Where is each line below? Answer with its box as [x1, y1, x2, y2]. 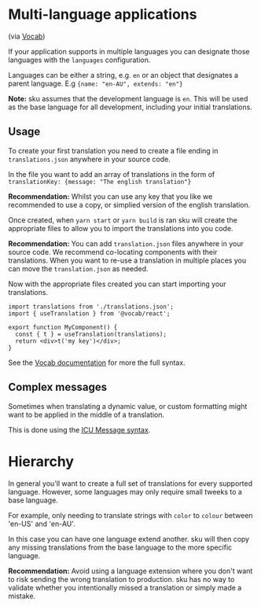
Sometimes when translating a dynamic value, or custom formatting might [8, 401, 248, 410]
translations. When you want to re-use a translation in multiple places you [8, 256, 246, 265]
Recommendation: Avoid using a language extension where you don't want [8, 566, 253, 576]
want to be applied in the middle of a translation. [8, 410, 165, 419]
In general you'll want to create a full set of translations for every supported [8, 478, 253, 488]
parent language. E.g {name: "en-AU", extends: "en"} [8, 79, 183, 88]
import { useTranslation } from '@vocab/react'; [8, 309, 171, 318]
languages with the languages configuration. [8, 55, 151, 64]
